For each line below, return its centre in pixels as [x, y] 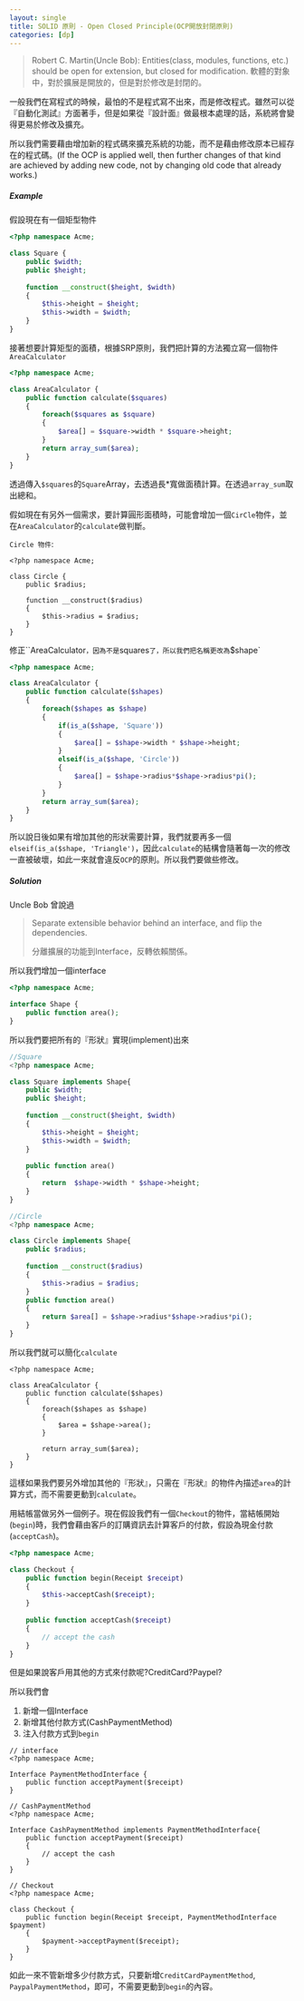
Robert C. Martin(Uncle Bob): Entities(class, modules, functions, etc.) [160, 61]
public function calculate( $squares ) [97, 397]
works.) [24, 175]
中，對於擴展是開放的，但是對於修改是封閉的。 [119, 83]
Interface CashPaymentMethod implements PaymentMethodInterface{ [135, 1830]
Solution [26, 880]
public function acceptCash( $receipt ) [99, 1621]
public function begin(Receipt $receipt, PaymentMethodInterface [152, 1918]
